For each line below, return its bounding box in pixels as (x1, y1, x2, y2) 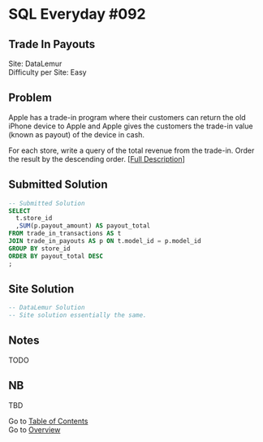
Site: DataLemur (8, 58, 63, 68)
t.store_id (15, 214, 53, 223)
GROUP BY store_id (8, 245, 71, 253)
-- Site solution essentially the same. (8, 311, 148, 319)
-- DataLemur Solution (8, 304, 85, 312)
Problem (8, 91, 53, 105)
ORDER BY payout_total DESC (8, 252, 104, 260)
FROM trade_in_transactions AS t (8, 229, 122, 238)
